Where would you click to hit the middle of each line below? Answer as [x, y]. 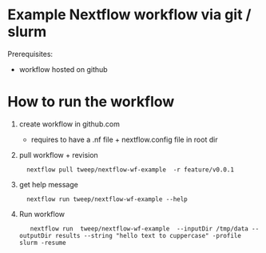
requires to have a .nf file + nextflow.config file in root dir [124, 139]
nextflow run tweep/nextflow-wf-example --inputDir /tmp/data [139, 229]
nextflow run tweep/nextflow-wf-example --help [107, 199]
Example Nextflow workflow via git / [129, 15]
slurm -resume [42, 243]
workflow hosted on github [64, 69]
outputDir [36, 235]
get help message [49, 184]
